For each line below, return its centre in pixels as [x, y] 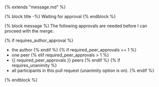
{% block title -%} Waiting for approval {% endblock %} [60, 16]
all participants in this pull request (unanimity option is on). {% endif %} [83, 70]
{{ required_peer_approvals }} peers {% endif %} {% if [66, 60]
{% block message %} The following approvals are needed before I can [76, 26]
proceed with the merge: [29, 31]
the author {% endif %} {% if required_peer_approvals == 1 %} [74, 50]
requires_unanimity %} [34, 65]
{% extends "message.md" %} [35, 7]
